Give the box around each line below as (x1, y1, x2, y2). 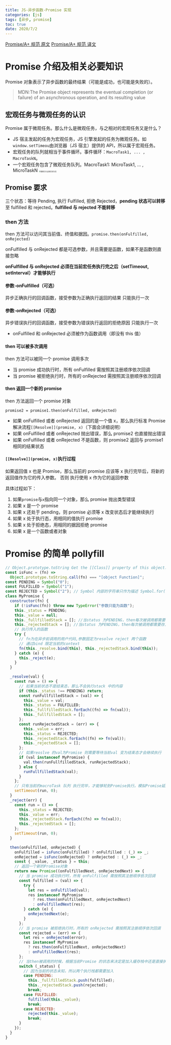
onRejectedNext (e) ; (27, 912, 70, 917)
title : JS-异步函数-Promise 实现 (5, 7, 72, 13)
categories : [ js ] (5, 12, 42, 17)
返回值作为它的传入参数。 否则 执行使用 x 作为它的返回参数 (5, 475, 129, 480)
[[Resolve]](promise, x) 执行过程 (5, 456, 76, 462)
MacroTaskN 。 (12, 155, 41, 161)
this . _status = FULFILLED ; (23, 703, 81, 708)
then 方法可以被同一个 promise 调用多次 (5, 356, 89, 362)
